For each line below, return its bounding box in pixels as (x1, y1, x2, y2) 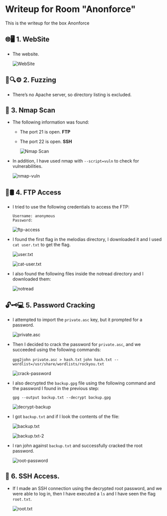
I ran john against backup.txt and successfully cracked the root (12, 442, 143, 448)
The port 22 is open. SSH (19, 138, 72, 144)
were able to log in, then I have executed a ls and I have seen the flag (12, 490, 156, 496)
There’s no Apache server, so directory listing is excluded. (12, 91, 132, 97)
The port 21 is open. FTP (19, 129, 71, 135)
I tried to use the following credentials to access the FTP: (12, 204, 130, 210)
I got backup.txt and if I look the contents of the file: (12, 413, 120, 419)
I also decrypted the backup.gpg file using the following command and (12, 380, 156, 386)
